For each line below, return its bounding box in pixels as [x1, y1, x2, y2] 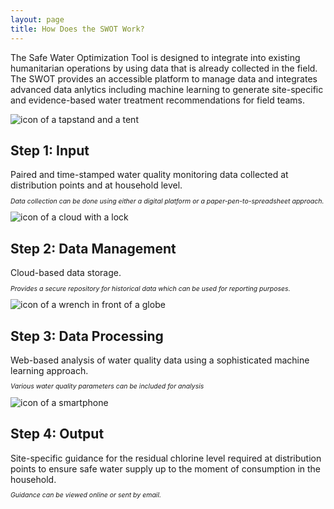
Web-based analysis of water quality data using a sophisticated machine [10, 354, 310, 366]
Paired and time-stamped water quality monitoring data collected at [10, 169, 289, 181]
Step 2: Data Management [10, 240, 177, 257]
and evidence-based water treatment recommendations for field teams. [10, 94, 305, 106]
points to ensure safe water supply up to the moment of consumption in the [10, 462, 322, 475]
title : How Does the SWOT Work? [10, 24, 145, 34]
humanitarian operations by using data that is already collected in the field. [10, 62, 318, 74]
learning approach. [10, 364, 89, 376]
